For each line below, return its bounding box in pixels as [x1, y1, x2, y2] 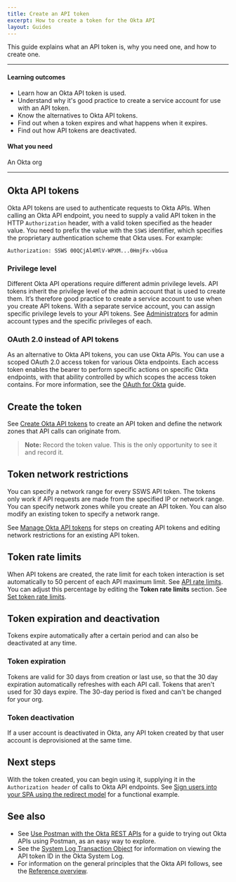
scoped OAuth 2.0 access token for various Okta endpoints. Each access [7, 358, 219, 366]
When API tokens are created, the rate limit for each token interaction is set [7, 570, 225, 578]
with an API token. [17, 104, 70, 112]
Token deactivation [7, 712, 75, 722]
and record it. [24, 448, 64, 456]
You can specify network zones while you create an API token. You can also [7, 502, 227, 511]
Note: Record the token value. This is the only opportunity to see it [24, 441, 218, 449]
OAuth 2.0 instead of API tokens [7, 334, 119, 344]
